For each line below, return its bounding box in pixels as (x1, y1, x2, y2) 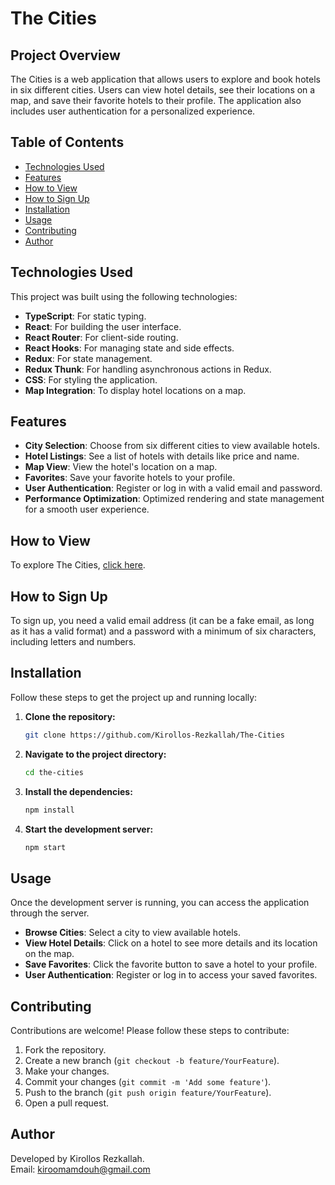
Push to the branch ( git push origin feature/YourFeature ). (24, 1087, 272, 1098)
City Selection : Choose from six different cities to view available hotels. (24, 440, 320, 452)
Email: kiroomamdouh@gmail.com (10, 1163, 151, 1175)
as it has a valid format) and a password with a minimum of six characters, (10, 625, 317, 637)
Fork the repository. (24, 1044, 107, 1056)
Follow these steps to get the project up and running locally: (10, 691, 258, 703)
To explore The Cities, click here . (10, 559, 146, 571)
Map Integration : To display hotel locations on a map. (24, 384, 247, 396)
